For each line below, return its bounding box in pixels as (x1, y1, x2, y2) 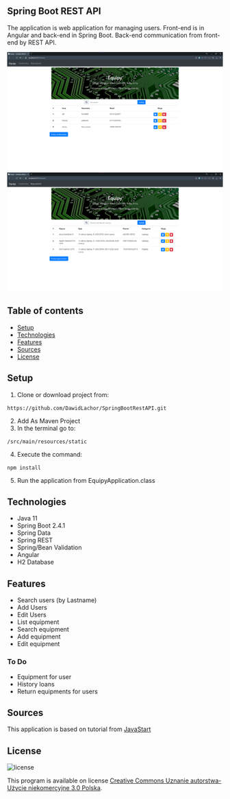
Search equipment (16, 625, 70, 634)
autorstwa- (190, 776, 222, 785)
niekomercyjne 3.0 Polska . (28, 784, 103, 792)
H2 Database (16, 558, 55, 567)
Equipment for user (16, 672, 72, 681)
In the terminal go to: (16, 424, 76, 432)
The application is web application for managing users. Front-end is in (7, 23, 205, 32)
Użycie (7, 784, 27, 792)
